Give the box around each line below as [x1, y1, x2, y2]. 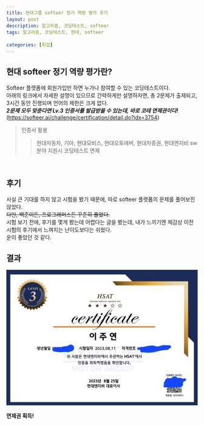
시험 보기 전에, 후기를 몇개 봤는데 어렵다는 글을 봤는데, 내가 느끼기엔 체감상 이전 [6, 218, 194, 225]
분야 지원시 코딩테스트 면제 [36, 147, 100, 154]
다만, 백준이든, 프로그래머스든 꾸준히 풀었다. [6, 211, 110, 218]
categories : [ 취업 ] [6, 42, 53, 48]
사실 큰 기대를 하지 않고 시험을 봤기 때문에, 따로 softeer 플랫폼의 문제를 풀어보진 [6, 195, 195, 203]
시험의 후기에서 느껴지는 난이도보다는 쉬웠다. [6, 226, 112, 233]
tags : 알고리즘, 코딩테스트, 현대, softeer [6, 29, 104, 35]
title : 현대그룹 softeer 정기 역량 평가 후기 [6, 10, 108, 16]
